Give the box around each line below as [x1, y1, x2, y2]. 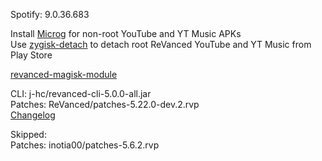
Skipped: [10, 129, 47, 140]
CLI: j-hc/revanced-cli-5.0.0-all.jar [10, 88, 152, 99]
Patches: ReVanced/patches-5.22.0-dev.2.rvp [10, 99, 200, 110]
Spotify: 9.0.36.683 [10, 9, 90, 20]
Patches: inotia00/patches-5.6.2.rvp [10, 139, 160, 151]
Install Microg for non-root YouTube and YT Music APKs [10, 28, 242, 39]
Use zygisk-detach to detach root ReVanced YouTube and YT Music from [10, 39, 312, 50]
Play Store [10, 49, 53, 61]
